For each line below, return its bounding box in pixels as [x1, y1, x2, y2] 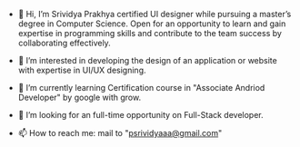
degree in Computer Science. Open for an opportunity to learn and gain [17, 18, 286, 29]
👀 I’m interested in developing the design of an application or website [17, 55, 277, 65]
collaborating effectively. [17, 37, 111, 48]
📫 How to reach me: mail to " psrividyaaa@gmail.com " [17, 128, 223, 138]
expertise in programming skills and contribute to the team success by [17, 28, 282, 38]
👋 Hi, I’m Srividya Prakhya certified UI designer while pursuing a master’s [17, 9, 292, 19]
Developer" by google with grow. [17, 92, 142, 103]
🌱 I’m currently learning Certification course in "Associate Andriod [17, 83, 265, 93]
